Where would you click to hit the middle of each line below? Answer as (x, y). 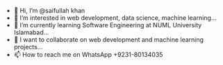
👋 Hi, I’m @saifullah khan (49, 11)
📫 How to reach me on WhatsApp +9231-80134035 (88, 54)
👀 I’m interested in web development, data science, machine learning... (115, 18)
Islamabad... (31, 32)
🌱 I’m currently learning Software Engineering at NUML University (108, 25)
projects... (28, 47)
